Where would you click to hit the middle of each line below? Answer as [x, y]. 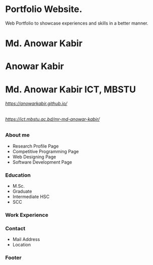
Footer [13, 258]
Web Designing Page [34, 157]
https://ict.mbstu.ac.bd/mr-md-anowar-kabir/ [53, 119]
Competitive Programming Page [46, 151]
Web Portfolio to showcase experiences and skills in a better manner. [77, 23]
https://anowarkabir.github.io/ [36, 103]
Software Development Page [42, 162]
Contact [15, 228]
